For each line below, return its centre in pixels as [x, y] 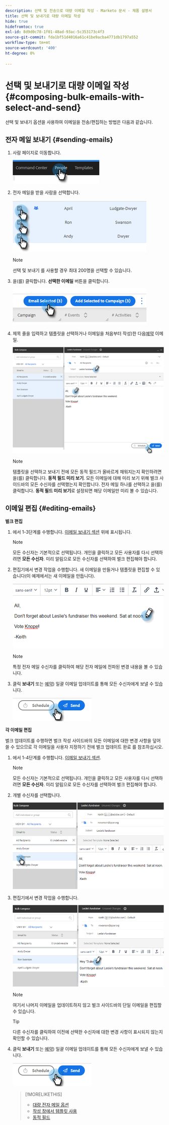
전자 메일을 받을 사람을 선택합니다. [46, 192]
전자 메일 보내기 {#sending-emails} [59, 140]
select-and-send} [43, 107]
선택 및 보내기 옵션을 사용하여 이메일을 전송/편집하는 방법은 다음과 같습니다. [79, 122]
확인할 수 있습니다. [31, 1038]
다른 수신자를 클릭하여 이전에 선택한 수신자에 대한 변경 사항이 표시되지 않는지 [88, 1032]
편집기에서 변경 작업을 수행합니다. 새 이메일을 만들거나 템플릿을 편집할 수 [83, 570]
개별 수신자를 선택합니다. [37, 795]
